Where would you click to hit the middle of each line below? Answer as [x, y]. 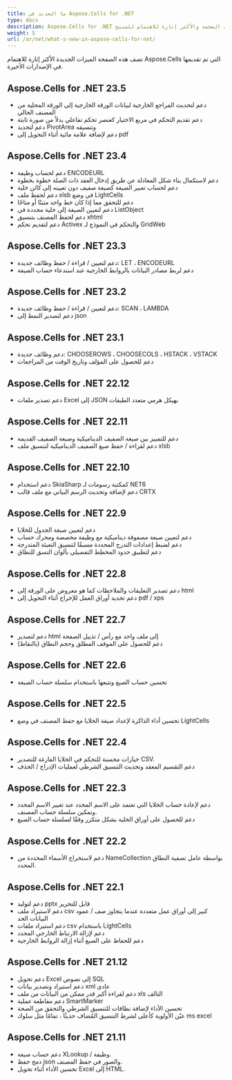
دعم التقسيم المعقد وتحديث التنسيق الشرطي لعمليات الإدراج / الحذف [106, 766]
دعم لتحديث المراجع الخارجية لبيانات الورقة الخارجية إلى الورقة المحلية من [112, 105]
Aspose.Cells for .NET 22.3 [67, 787]
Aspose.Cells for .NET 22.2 [67, 841]
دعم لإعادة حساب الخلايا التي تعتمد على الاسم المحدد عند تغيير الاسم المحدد [114, 804]
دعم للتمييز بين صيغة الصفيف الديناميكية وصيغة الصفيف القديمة [98, 438]
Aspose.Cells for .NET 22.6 [67, 665]
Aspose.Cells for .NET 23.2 [67, 291]
